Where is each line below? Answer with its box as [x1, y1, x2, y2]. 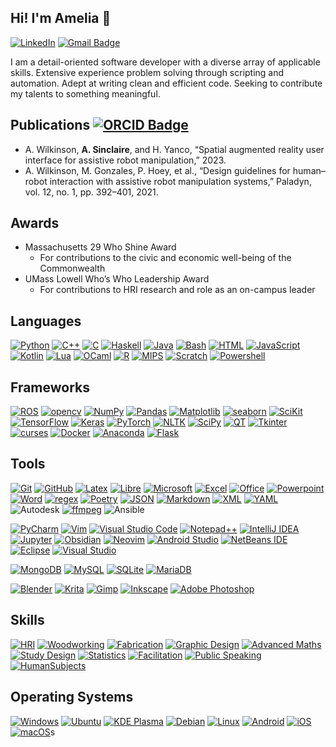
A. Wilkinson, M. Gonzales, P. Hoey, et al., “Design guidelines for [24, 164, 291, 176]
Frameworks [10, 379, 91, 396]
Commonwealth [39, 262, 106, 275]
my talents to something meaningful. [10, 87, 161, 100]
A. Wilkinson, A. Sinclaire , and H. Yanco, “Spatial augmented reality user [24, 143, 325, 155]
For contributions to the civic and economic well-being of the [39, 252, 292, 264]
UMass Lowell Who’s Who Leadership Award [24, 273, 210, 285]
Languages [10, 312, 82, 330]
